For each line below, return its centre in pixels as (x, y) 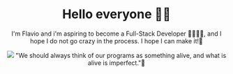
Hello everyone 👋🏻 (116, 14)
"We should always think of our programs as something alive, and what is (121, 55)
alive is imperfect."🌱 (116, 63)
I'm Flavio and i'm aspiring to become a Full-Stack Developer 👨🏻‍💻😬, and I (116, 34)
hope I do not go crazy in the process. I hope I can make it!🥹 (116, 40)
